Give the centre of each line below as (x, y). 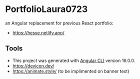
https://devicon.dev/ (33, 65)
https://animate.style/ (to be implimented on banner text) (71, 71)
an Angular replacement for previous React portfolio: (59, 23)
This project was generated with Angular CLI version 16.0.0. (74, 60)
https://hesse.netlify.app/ (38, 32)
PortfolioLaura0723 (46, 9)
